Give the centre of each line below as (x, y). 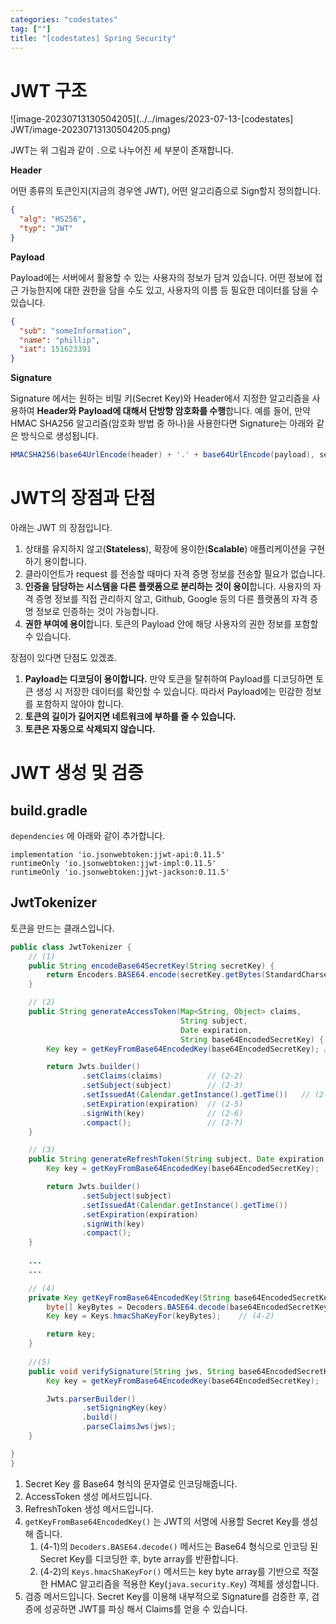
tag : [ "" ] (31, 29)
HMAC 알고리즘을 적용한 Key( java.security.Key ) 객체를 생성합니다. (185, 1583)
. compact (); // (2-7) (162, 1122)
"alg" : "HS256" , (53, 219)
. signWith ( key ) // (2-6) (162, 1113)
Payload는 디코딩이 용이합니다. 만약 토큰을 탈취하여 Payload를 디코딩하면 (169, 679)
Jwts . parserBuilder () (91, 1399)
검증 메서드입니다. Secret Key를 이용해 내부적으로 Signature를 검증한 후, (167, 1596)
